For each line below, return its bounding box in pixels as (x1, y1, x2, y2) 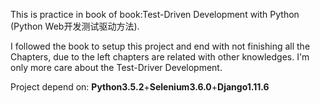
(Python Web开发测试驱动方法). (10, 20, 140, 32)
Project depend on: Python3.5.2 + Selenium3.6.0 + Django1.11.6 (10, 81, 270, 93)
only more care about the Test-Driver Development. (10, 62, 223, 73)
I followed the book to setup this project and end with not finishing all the (10, 40, 311, 52)
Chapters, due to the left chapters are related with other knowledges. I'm (10, 51, 310, 63)
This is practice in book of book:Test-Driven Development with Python (10, 9, 300, 20)
